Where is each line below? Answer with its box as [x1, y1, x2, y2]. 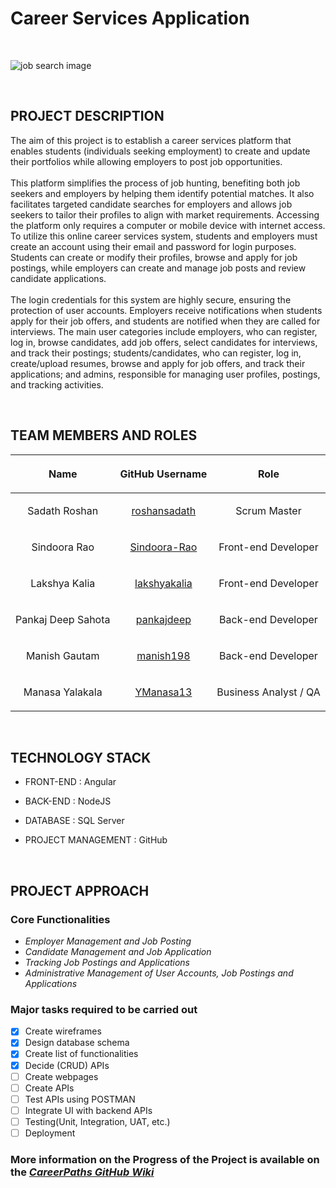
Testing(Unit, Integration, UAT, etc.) [24, 1115, 171, 1127]
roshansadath [131, 503, 197, 517]
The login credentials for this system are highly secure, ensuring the [10, 293, 292, 306]
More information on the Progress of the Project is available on [10, 1152, 320, 1166]
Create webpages [24, 1070, 99, 1082]
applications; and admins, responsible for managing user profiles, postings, [10, 368, 321, 380]
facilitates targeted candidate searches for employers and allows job [10, 198, 293, 210]
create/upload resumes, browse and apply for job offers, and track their [10, 357, 306, 369]
